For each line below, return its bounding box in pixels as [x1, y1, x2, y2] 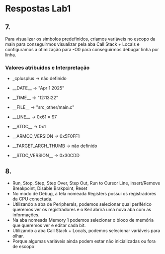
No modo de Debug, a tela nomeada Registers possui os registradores [12, 191, 157, 197]
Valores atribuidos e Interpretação [5, 64, 90, 71]
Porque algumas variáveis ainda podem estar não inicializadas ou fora [12, 238, 156, 244]
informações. [12, 212, 40, 218]
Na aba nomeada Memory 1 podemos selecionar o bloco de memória [12, 217, 154, 223]
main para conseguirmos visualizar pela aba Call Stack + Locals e [5, 41, 140, 47]
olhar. [12, 233, 24, 239]
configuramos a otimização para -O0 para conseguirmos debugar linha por [5, 47, 159, 52]
